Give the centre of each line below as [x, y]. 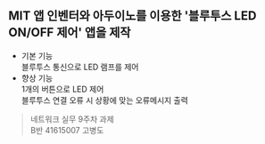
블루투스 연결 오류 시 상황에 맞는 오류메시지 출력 [104, 100]
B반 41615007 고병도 [67, 130]
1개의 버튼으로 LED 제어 [62, 89]
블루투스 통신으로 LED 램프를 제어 [80, 67]
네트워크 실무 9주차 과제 [72, 119]
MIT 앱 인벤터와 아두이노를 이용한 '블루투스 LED [132, 16]
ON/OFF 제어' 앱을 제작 [70, 32]
